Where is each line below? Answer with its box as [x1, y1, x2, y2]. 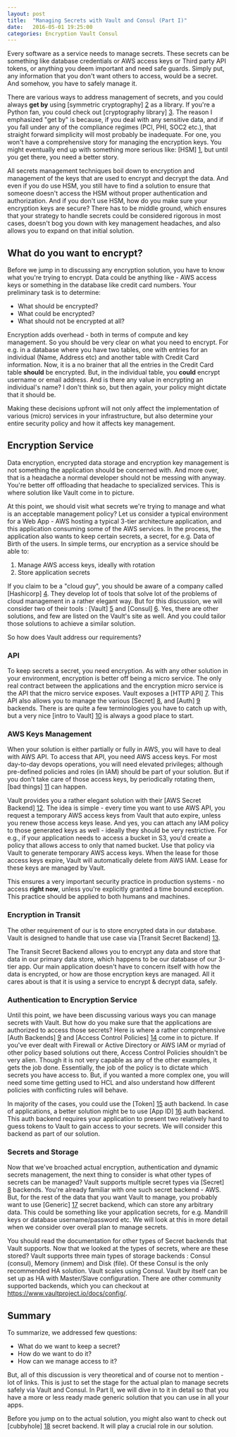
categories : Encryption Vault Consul [7, 30, 118, 37]
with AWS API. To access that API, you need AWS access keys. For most [7, 753, 218, 761]
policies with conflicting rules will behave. [7, 1086, 129, 1094]
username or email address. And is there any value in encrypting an [7, 375, 204, 384]
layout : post [7, 10, 46, 18]
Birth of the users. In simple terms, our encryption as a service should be [7, 539, 219, 547]
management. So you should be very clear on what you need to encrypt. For [7, 338, 229, 346]
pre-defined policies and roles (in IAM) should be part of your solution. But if [7, 768, 229, 776]
